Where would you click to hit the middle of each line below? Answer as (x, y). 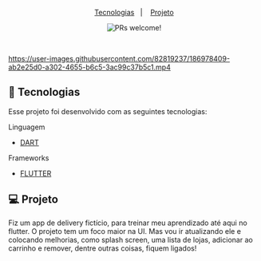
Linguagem (27, 127)
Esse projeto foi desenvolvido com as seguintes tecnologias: (108, 111)
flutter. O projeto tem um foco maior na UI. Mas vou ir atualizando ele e (125, 231)
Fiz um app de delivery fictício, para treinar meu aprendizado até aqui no (128, 223)
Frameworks (29, 158)
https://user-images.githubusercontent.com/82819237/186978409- (119, 59)
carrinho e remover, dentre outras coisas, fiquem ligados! (103, 248)
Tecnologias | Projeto (134, 12)
